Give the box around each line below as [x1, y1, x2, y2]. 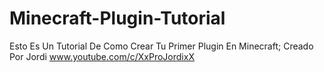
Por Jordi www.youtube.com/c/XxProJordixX [9, 50, 195, 62]
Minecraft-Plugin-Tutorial [9, 7, 226, 30]
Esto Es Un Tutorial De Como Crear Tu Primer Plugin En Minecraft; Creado [9, 40, 314, 52]
